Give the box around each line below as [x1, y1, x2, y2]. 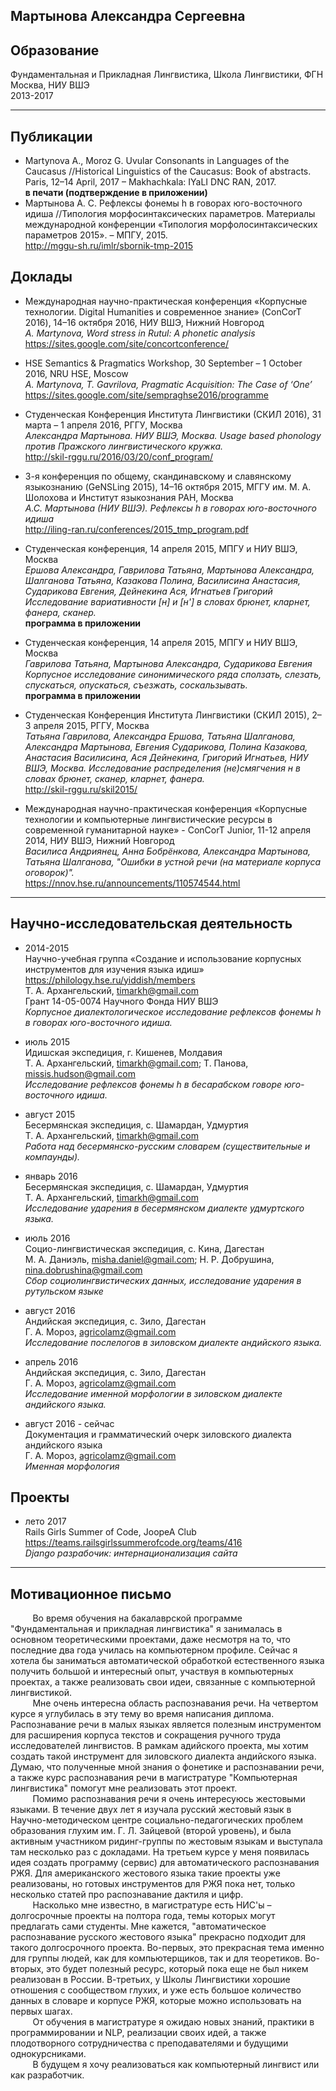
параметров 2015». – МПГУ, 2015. [24, 229, 168, 241]
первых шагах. [10, 2005, 73, 2018]
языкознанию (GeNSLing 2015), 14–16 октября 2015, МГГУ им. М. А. [24, 480, 312, 493]
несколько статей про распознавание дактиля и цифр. [10, 1889, 244, 1901]
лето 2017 [24, 1515, 67, 1528]
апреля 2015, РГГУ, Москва [33, 719, 150, 731]
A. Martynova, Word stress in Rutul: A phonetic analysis [24, 327, 256, 339]
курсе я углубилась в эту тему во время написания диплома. [10, 1708, 275, 1720]
